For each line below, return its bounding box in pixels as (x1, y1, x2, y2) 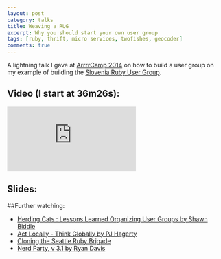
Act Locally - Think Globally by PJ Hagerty (16, 229, 137, 238)
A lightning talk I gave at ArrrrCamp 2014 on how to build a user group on (7, 61, 214, 69)
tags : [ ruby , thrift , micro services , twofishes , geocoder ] (7, 36, 183, 43)
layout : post (7, 10, 45, 17)
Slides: (7, 183, 38, 195)
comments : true (7, 42, 51, 49)
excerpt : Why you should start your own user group (7, 29, 158, 36)
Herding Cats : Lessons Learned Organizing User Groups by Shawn (16, 214, 208, 223)
